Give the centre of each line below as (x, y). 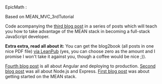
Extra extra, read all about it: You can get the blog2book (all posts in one (80, 46)
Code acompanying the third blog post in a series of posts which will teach (81, 26)
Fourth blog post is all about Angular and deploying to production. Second (80, 66)
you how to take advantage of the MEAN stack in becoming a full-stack (78, 31)
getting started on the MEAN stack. (41, 76)
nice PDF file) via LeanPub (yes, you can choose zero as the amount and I (80, 51)
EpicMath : (16, 7)
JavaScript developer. (27, 37)
